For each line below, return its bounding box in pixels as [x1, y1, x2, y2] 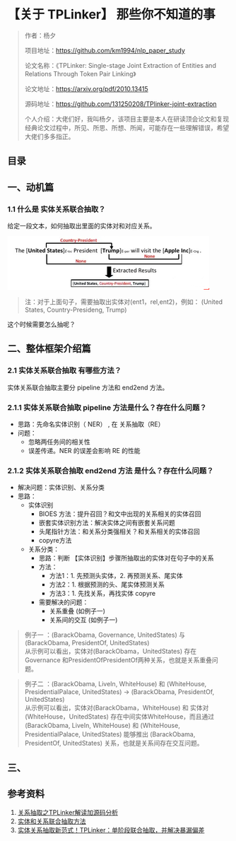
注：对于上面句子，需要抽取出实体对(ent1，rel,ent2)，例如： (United [24, 298, 223, 306]
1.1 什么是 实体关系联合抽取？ [7, 204, 106, 214]
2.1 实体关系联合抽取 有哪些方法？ [7, 365, 122, 375]
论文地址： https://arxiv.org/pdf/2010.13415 [24, 84, 148, 93]
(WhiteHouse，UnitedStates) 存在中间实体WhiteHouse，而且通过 [24, 712, 215, 721]
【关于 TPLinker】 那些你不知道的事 [7, 6, 216, 23]
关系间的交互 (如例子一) [49, 616, 118, 624]
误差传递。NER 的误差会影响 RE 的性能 [28, 447, 141, 454]
